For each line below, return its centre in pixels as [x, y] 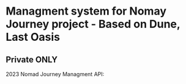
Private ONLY [32, 59]
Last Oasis [33, 37]
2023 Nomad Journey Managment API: [55, 74]
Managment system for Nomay [86, 11]
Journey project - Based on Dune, [93, 24]
